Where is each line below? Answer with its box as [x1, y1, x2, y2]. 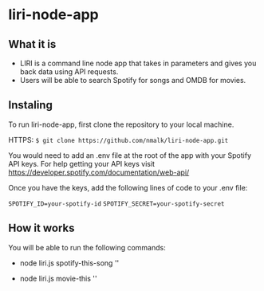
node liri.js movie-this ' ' [19, 273, 97, 283]
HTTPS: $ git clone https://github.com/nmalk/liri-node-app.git [8, 135, 229, 144]
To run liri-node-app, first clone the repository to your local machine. [8, 120, 234, 129]
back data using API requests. [19, 67, 119, 77]
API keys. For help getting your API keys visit [8, 159, 156, 168]
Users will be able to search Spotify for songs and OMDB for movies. [19, 76, 246, 85]
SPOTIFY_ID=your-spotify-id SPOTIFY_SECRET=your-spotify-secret [8, 199, 225, 208]
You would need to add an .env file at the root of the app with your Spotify [8, 150, 252, 160]
